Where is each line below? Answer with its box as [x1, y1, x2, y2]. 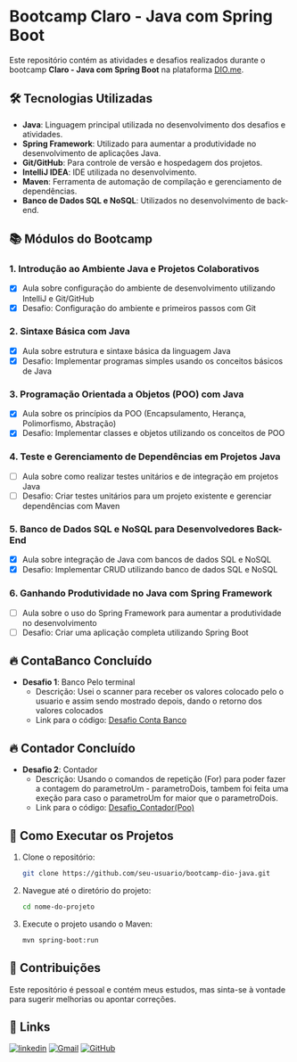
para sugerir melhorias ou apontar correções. [9, 993, 177, 1004]
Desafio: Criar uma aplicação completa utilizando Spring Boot [21, 627, 249, 638]
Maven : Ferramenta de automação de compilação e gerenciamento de [21, 176, 283, 186]
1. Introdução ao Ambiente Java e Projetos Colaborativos [9, 263, 260, 276]
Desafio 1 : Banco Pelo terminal [21, 677, 136, 687]
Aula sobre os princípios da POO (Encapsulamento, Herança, [21, 408, 247, 419]
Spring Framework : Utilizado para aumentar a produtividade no [21, 138, 257, 149]
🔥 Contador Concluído [9, 740, 136, 755]
